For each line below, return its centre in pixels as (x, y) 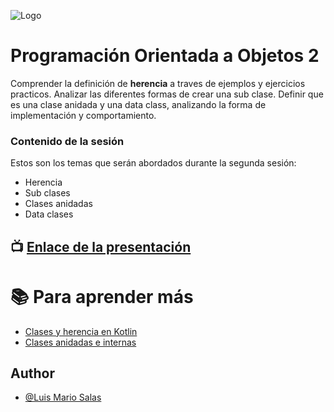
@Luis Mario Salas (63, 397)
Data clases (49, 214)
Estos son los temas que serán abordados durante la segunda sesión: (153, 163)
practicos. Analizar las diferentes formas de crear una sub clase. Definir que (167, 94)
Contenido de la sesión (67, 141)
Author (32, 373)
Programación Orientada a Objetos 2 (165, 56)
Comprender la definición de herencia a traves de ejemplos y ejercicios (158, 83)
